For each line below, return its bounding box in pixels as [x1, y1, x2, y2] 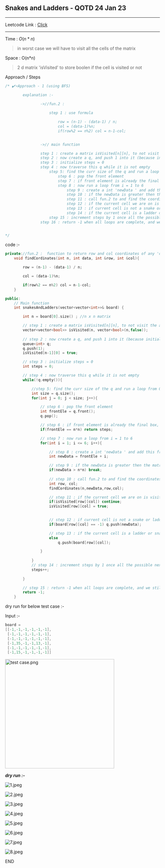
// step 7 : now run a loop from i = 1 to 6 [40, 436, 133, 441]
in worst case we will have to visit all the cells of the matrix [17, 45, 136, 51]
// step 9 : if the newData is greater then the [49, 463, 151, 468]
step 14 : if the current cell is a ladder [66, 210, 157, 215]
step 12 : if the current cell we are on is [66, 202, 160, 207]
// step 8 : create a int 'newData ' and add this [49, 450, 155, 454]
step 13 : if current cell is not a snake [66, 206, 155, 211]
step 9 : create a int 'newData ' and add [66, 187, 155, 193]
